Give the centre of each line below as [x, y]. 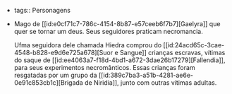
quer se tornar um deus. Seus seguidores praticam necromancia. [108, 31]
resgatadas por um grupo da [55, 75]
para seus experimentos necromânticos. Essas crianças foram [104, 67]
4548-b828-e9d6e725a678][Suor [63, 53]
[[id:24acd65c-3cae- [194, 45]
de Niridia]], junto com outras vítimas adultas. [151, 83]
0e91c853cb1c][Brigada [48, 83]
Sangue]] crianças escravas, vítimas [172, 53]
